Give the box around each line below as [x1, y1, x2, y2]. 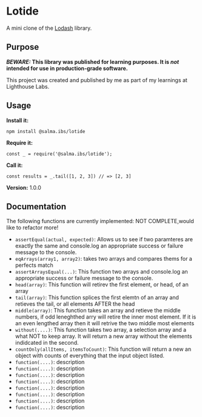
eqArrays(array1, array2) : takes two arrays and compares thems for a [15, 255, 192, 263]
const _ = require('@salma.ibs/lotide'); [6, 151, 113, 157]
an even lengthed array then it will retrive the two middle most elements [15, 320, 195, 327]
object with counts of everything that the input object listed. [15, 352, 165, 359]
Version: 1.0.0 [6, 184, 41, 191]
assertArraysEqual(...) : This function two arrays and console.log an [15, 268, 188, 275]
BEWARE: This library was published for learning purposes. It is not [6, 58, 180, 65]
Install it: [6, 117, 29, 124]
